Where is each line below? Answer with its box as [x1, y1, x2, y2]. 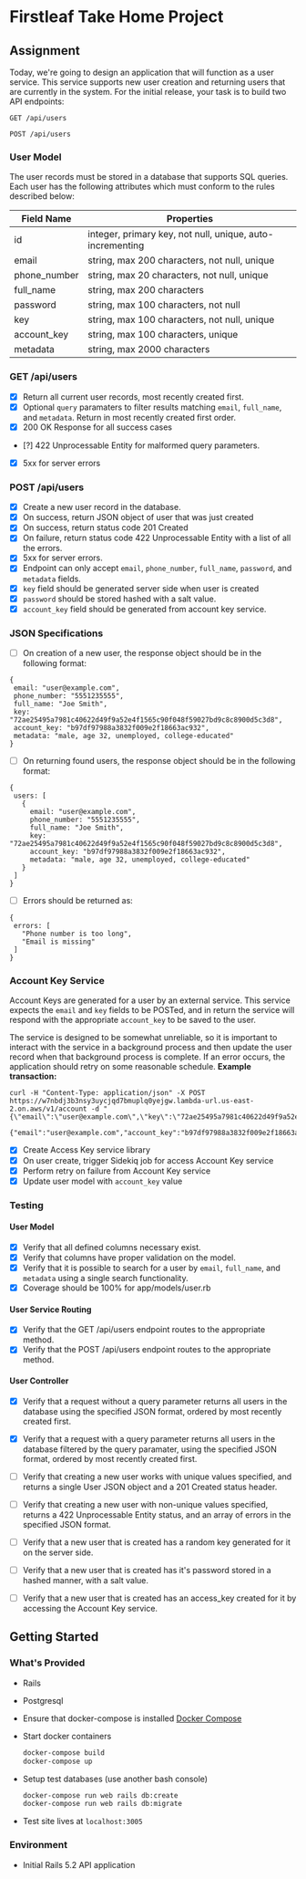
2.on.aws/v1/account [9, 1104, 88, 1114]
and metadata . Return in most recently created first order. [22, 412, 237, 423]
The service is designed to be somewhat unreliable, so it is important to [9, 1032, 278, 1043]
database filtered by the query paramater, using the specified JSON [22, 1444, 278, 1455]
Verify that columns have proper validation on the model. [22, 1252, 237, 1263]
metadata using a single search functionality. [22, 1273, 189, 1284]
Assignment [9, 43, 80, 58]
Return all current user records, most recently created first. [22, 391, 244, 402]
